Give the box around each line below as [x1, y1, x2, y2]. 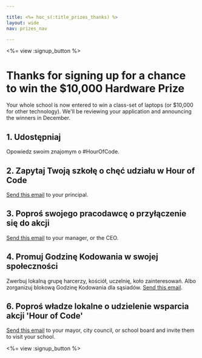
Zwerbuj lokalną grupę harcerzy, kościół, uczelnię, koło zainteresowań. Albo [6, 277, 196, 285]
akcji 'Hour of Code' [6, 310, 83, 321]
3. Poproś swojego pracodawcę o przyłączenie [6, 208, 187, 219]
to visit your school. [6, 333, 56, 340]
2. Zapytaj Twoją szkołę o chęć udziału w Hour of [6, 165, 195, 176]
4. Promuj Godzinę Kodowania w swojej [6, 252, 159, 262]
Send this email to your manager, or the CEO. [6, 234, 119, 241]
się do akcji [6, 218, 50, 228]
